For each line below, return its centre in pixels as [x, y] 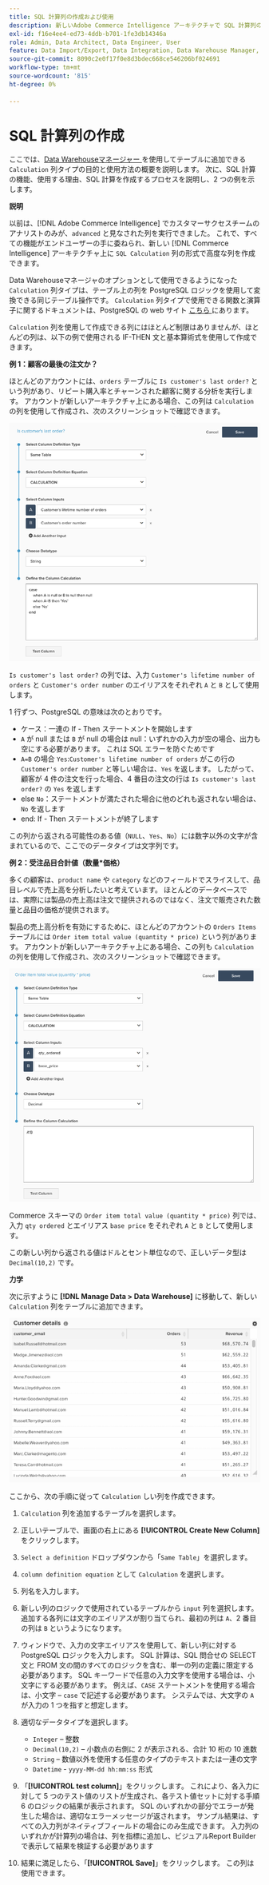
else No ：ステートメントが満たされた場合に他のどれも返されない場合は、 [140, 799]
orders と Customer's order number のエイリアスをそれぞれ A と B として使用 [134, 685]
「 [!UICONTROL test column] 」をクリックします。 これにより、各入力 [136, 1786]
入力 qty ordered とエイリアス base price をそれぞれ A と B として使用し [128, 1225]
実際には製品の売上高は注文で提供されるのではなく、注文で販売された [138, 900]
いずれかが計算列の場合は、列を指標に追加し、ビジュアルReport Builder [138, 1836]
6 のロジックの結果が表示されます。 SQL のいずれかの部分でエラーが [134, 1806]
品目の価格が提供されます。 [68, 910]
